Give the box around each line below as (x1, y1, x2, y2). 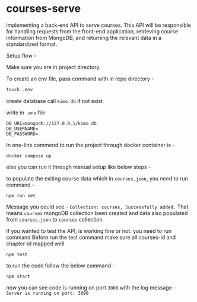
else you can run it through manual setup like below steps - (6, 163, 151, 170)
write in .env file (6, 109, 46, 116)
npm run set (6, 192, 36, 198)
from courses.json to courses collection (6, 216, 103, 223)
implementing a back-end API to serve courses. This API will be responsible (6, 21, 192, 29)
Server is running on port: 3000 (6, 290, 89, 296)
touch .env (6, 86, 33, 92)
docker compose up (6, 152, 52, 159)
